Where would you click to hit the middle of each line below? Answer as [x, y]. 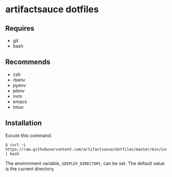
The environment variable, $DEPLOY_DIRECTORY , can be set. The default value [85, 163]
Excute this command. [29, 135]
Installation [24, 123]
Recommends [28, 62]
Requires [20, 28]
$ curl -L [16, 145]
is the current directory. [30, 169]
